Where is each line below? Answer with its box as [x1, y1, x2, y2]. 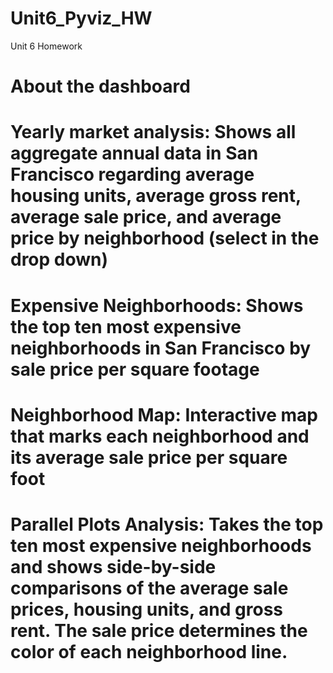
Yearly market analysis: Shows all [10, 121, 297, 144]
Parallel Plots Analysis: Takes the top [10, 513, 324, 536]
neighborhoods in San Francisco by [10, 337, 312, 359]
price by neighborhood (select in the [10, 227, 320, 250]
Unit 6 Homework [10, 40, 83, 52]
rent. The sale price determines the [10, 619, 308, 642]
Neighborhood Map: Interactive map [10, 403, 319, 426]
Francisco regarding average [10, 163, 255, 186]
